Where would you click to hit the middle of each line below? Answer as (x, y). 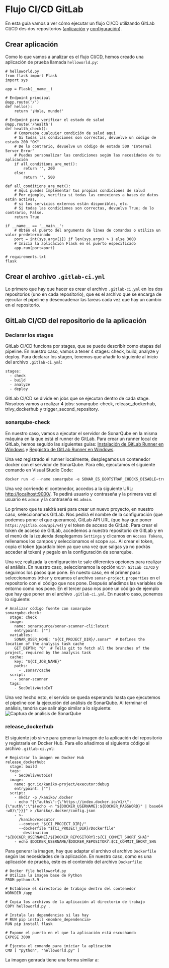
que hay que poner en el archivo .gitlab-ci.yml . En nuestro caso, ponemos (84, 594)
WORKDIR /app (19, 893)
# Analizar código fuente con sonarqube (48, 609)
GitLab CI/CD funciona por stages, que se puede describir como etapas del (83, 346)
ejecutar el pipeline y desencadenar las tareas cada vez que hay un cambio (83, 299)
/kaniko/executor (37, 819)
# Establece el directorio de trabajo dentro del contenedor (71, 889)
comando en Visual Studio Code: (39, 470)
